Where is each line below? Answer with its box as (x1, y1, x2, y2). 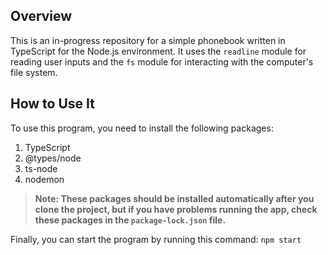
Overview (10, 8, 73, 25)
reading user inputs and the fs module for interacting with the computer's (10, 55, 314, 68)
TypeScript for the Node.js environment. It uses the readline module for (10, 45, 307, 57)
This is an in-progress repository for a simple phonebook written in (10, 34, 286, 46)
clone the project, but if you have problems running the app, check (34, 203, 318, 215)
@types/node (24, 152, 82, 164)
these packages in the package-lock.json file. (34, 214, 227, 226)
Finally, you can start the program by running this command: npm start (10, 233, 302, 245)
